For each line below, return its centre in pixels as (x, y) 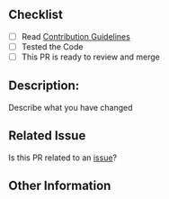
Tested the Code (52, 46)
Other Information (60, 186)
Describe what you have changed (71, 107)
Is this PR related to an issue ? (63, 158)
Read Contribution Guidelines (76, 36)
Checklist (36, 15)
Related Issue (47, 136)
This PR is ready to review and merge (91, 57)
